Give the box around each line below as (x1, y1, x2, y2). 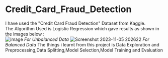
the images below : (5, 31, 45, 37)
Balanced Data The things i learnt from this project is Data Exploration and (5, 41, 159, 47)
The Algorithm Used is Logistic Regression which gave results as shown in (5, 25, 159, 31)
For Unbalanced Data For (24, 36, 150, 42)
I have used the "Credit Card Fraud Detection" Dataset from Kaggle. (5, 20, 146, 26)
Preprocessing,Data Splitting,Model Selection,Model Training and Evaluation (5, 47, 163, 53)
